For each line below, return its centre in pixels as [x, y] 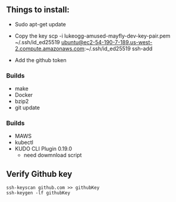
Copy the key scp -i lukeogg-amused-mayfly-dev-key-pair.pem [92, 36]
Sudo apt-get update [40, 24]
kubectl [24, 142]
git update [27, 108]
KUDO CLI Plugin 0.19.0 [43, 149]
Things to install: [38, 10]
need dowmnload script [53, 155]
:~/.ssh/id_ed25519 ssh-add [118, 48]
